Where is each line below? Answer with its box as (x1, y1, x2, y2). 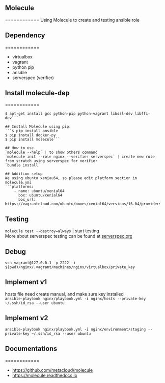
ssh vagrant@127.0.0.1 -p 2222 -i (5, 260, 76, 266)
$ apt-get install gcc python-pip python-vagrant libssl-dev (5, 111, 133, 116)
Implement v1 (5, 278, 47, 286)
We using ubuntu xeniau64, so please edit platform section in (5, 176, 137, 181)
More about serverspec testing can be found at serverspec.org (5, 233, 133, 239)
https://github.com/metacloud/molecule (12, 367, 93, 373)
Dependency (5, 31, 45, 40)
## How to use (5, 146, 34, 151)
